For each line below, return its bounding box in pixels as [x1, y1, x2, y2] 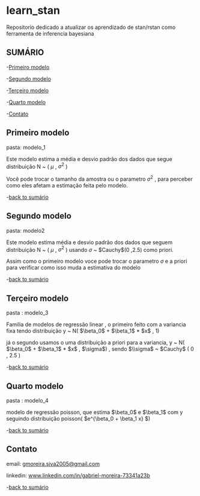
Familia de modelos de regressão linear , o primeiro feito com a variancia [6, 321, 186, 328]
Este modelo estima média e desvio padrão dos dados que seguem [6, 239, 173, 246]
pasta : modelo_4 [6, 397, 49, 404]
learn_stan [6, 4, 60, 17]
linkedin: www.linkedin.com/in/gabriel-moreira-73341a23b [6, 471, 150, 479]
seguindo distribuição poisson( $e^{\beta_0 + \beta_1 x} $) [6, 415, 151, 422]
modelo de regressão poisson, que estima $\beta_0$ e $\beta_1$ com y [6, 408, 183, 416]
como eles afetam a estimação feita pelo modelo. [6, 181, 128, 189]
